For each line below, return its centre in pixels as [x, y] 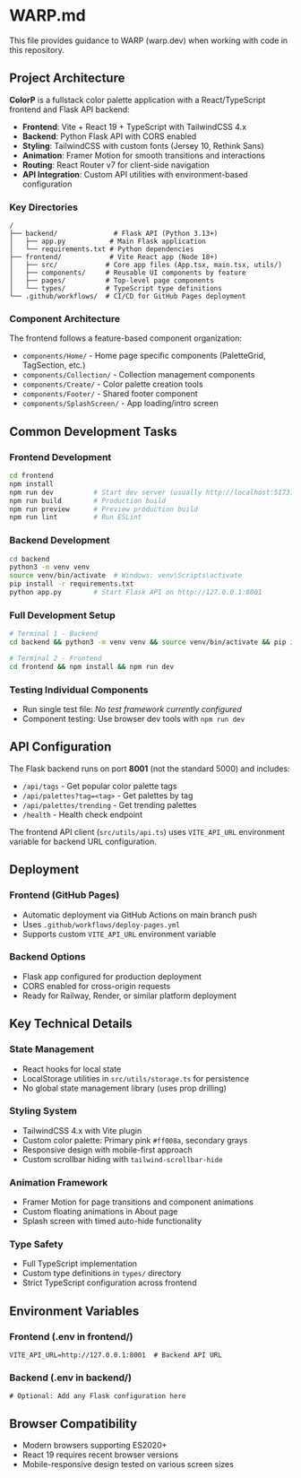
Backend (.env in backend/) [71, 1378]
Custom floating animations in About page [100, 1212]
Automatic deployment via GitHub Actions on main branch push [139, 915]
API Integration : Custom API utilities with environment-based [135, 174]
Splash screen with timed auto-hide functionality [112, 1222]
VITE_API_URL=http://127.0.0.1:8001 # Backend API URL [116, 1355]
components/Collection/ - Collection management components [138, 375]
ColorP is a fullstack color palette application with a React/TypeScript [138, 100]
